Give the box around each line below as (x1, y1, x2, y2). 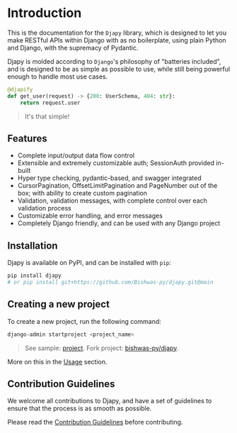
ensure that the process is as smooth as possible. (7, 404, 152, 412)
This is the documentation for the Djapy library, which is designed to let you (7, 28, 227, 37)
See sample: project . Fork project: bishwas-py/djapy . (24, 344, 179, 352)
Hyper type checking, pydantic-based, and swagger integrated (17, 174, 202, 182)
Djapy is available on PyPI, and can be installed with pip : (7, 259, 172, 267)
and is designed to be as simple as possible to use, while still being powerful (7, 64, 231, 73)
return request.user (20, 99, 81, 106)
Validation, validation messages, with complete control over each (17, 196, 207, 205)
